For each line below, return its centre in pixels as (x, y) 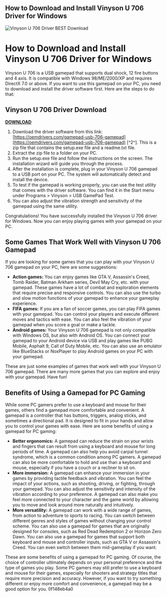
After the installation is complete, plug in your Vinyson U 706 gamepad (85, 169)
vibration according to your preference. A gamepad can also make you (85, 494)
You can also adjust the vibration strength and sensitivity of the (77, 201)
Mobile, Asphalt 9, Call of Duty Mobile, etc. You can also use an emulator (87, 346)
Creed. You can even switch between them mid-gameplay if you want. (84, 547)
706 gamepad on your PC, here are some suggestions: (61, 267)
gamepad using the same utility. (45, 206)
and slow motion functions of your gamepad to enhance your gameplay (86, 298)
